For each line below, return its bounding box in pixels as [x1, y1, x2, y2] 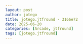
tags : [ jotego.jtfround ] [5, 31, 58, 36]
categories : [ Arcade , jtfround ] [5, 26, 73, 31]
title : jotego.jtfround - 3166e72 [5, 17, 78, 22]
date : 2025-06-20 [5, 21, 42, 27]
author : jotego [5, 12, 37, 17]
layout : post [5, 7, 33, 13]
